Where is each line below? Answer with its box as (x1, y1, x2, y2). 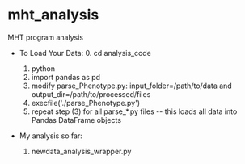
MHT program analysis (7, 32, 84, 42)
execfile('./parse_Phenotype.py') (31, 98, 141, 107)
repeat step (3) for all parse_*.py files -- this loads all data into (31, 107, 238, 116)
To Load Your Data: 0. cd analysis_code (19, 48, 151, 57)
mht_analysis (7, 6, 99, 24)
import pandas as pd (31, 72, 101, 82)
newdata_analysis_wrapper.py (31, 146, 132, 156)
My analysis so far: (19, 131, 82, 141)
